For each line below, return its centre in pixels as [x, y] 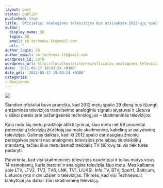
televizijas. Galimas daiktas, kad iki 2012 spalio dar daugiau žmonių [72, 135]
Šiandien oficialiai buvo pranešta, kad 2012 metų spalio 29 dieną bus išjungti [81, 104]
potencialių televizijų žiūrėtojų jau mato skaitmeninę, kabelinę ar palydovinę [80, 130]
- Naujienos [17, 82]
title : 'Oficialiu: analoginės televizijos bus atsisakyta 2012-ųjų [76, 23]
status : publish [21, 14]
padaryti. [14, 150]
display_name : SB [27, 32]
